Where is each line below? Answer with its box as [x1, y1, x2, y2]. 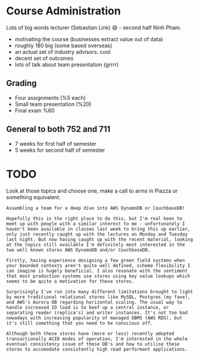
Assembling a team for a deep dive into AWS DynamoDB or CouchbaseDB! [6, 205, 185, 211]
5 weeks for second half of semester [14, 146, 105, 154]
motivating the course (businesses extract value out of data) [14, 35, 163, 42]
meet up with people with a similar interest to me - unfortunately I [6, 221, 185, 227]
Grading [6, 78, 37, 88]
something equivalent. [6, 193, 61, 201]
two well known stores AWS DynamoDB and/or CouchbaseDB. [6, 247, 151, 253]
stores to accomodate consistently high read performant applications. [6, 346, 188, 352]
